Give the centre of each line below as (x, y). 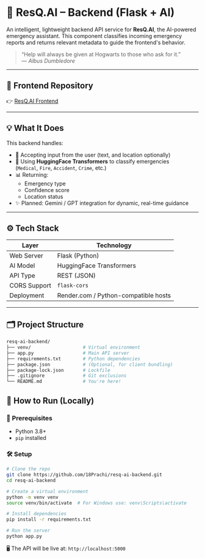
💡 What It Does (35, 128)
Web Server (27, 256)
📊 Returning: (32, 174)
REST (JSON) (77, 276)
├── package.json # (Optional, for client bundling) (90, 364)
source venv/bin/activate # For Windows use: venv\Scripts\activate (97, 503)
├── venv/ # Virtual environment (73, 348)
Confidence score (47, 190)
